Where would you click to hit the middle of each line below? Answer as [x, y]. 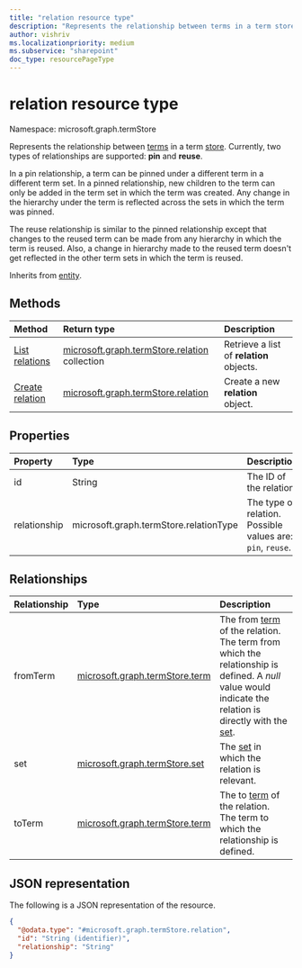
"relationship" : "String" [66, 946]
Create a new [252, 381]
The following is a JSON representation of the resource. [112, 905]
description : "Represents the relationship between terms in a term [140, 26]
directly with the [253, 721]
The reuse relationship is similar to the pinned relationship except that [138, 229]
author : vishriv [40, 34]
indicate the [244, 699]
